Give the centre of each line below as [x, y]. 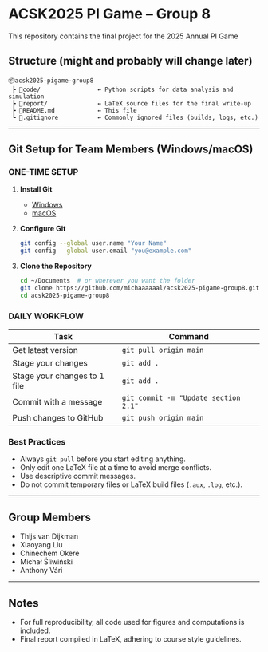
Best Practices [37, 442]
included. [35, 630]
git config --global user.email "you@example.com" [106, 251]
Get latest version [45, 350]
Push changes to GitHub [58, 418]
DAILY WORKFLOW [46, 316]
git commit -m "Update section [181, 398]
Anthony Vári [41, 571]
